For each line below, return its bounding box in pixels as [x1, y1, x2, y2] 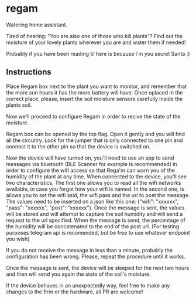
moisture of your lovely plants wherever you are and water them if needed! [6, 39, 186, 46]
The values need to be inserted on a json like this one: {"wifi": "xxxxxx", [6, 198, 179, 205]
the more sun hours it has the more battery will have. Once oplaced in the [6, 89, 183, 96]
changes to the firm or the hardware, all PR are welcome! [6, 288, 143, 295]
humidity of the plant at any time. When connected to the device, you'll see [6, 173, 187, 180]
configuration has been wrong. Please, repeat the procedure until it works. [6, 253, 185, 260]
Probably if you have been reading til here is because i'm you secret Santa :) [6, 50, 190, 57]
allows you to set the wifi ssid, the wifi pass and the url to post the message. [6, 191, 190, 198]
